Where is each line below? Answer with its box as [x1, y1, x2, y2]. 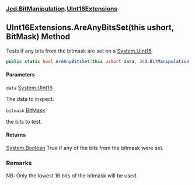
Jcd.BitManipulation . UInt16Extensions [6, 5, 118, 13]
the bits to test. [6, 118, 43, 125]
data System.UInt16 [6, 84, 53, 91]
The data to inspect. [6, 95, 54, 102]
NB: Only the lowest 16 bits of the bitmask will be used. [6, 172, 138, 179]
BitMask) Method [6, 32, 70, 42]
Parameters [6, 71, 35, 78]
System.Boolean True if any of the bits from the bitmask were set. [6, 145, 164, 152]
